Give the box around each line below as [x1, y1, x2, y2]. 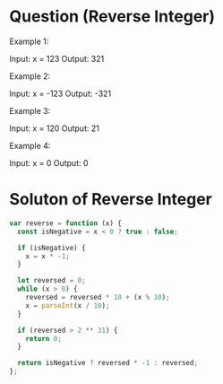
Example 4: [9, 140, 51, 151]
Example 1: [9, 36, 49, 47]
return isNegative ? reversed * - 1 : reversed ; [17, 359, 199, 368]
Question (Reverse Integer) [9, 6, 216, 27]
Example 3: [9, 105, 51, 116]
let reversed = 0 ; [17, 276, 87, 285]
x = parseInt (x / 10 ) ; [25, 301, 110, 310]
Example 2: [9, 70, 51, 82]
